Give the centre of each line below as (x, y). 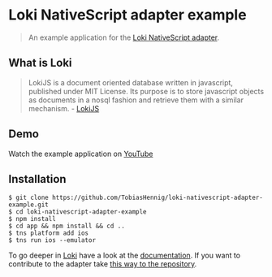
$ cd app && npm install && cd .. (67, 226)
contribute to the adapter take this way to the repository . (103, 264)
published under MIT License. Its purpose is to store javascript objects (146, 91)
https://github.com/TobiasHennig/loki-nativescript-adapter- (158, 198)
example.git (28, 205)
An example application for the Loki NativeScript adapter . (124, 37)
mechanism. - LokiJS (64, 108)
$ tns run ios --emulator (52, 240)
